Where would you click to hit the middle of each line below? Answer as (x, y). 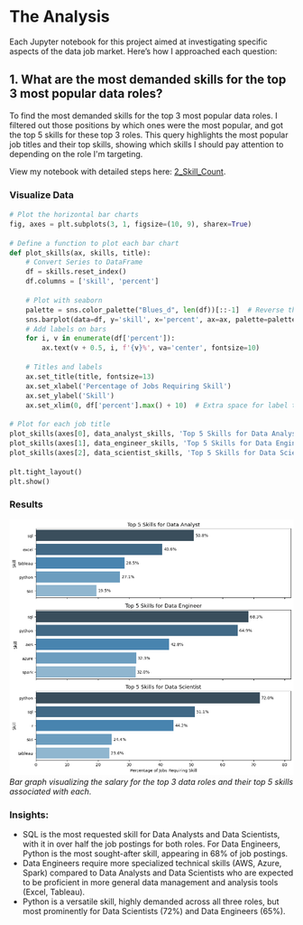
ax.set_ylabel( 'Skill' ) (70, 396)
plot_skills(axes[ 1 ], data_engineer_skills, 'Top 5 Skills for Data (141, 444)
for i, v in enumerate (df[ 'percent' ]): (101, 339)
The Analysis (60, 17)
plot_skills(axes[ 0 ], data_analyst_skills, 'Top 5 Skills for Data (139, 434)
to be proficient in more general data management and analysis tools (150, 883)
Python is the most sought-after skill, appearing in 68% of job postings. (155, 854)
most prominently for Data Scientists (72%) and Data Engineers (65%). (154, 911)
